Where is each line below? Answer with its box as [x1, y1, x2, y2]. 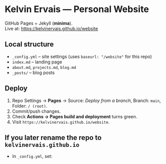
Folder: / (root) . [12, 103, 47, 109]
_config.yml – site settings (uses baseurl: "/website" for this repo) [12, 53, 152, 59]
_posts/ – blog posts [12, 69, 55, 75]
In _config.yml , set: [12, 153, 52, 159]
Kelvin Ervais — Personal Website [5, 4, 149, 15]
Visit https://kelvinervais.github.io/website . [12, 119, 110, 125]
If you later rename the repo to [5, 133, 102, 142]
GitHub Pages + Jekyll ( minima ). [5, 20, 73, 26]
